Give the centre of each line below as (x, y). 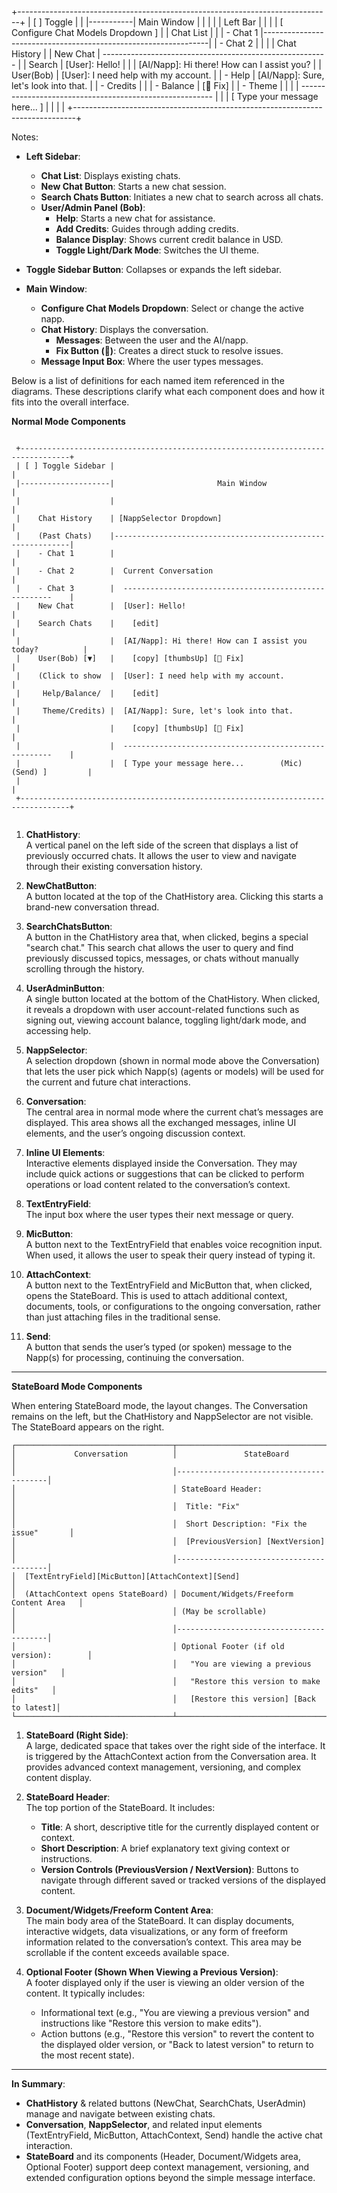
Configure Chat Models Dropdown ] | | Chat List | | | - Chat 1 (135, 32)
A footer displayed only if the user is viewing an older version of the (165, 1982)
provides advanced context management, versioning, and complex (163, 1767)
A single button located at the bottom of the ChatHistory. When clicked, (173, 999)
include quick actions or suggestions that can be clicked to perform (165, 1174)
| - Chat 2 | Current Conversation (114, 571)
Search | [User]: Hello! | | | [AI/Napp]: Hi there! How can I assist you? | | (175, 64)
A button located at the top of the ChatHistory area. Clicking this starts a (174, 896)
